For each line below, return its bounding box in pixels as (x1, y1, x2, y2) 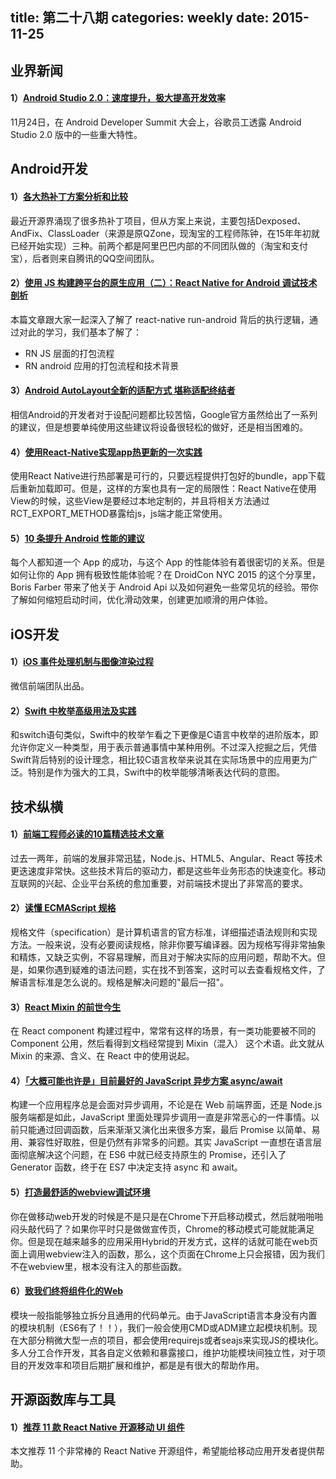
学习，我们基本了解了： (44, 326, 142, 338)
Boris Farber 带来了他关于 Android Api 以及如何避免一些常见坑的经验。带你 (10, 581, 319, 593)
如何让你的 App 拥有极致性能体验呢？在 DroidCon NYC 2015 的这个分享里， (10, 569, 321, 581)
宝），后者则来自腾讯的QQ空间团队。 (10, 252, 160, 264)
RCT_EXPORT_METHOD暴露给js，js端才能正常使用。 (10, 508, 228, 520)
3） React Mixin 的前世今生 (10, 1001, 122, 1013)
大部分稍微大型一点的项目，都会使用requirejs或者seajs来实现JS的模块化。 (18, 1334, 324, 1346)
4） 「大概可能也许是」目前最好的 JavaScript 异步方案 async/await (10, 1074, 283, 1087)
